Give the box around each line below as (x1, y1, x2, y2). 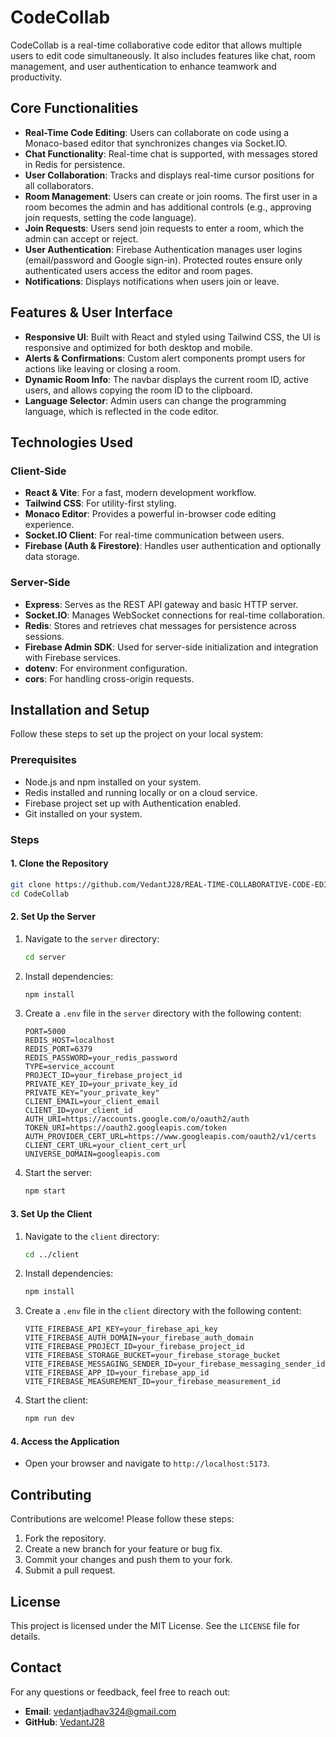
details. (10, 1631, 41, 1643)
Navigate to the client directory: (24, 1230, 160, 1242)
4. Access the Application (10, 1435, 120, 1447)
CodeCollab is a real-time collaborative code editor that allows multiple (10, 39, 303, 51)
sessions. (24, 630, 65, 642)
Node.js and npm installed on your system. (24, 776, 202, 788)
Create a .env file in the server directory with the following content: (24, 1007, 302, 1020)
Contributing (10, 1486, 92, 1503)
